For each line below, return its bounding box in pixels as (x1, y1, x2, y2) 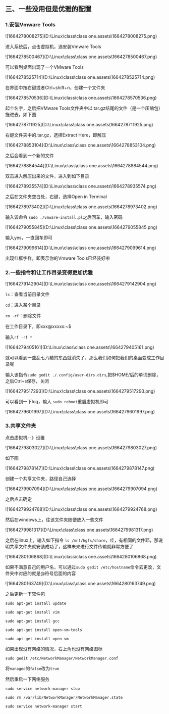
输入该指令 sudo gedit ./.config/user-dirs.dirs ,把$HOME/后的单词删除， (5, 371, 161, 377)
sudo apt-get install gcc (5, 618, 60, 624)
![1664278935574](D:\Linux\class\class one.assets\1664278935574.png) (5, 183, 157, 189)
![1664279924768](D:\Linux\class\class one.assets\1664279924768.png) (5, 506, 157, 512)
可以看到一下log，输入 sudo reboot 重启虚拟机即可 (5, 398, 109, 404)
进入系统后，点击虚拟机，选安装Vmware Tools (5, 43, 101, 50)
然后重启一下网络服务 (5, 676, 49, 682)
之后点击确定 (5, 496, 32, 502)
